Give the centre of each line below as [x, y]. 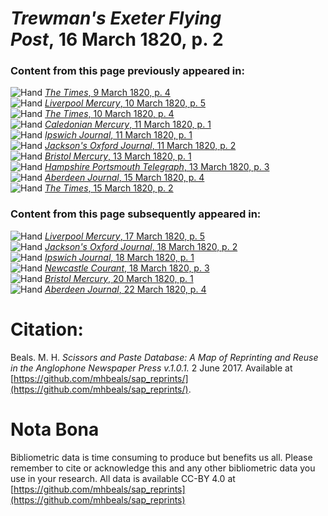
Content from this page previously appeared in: [127, 71]
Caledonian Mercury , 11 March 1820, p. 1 [128, 124]
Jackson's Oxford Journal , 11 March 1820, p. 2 [140, 146]
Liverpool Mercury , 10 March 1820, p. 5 [125, 103]
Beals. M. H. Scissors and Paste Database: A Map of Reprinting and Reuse [164, 357]
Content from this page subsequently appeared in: [136, 214]
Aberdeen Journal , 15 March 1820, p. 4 [124, 178]
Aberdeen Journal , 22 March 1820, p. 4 [125, 289]
